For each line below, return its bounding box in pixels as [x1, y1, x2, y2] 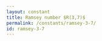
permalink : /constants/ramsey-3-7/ [6, 20, 97, 26]
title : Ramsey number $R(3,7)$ [6, 14, 86, 20]
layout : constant [6, 8, 50, 15]
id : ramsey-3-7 [6, 25, 45, 32]
